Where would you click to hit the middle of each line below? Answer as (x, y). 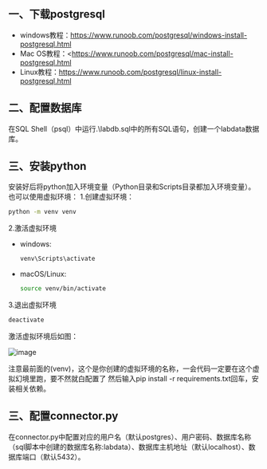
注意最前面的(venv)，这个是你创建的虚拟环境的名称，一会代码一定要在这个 (130, 368)
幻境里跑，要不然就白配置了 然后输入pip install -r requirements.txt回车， (133, 378)
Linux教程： (39, 72)
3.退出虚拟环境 (33, 305)
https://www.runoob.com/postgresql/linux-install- (140, 72)
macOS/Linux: (43, 274)
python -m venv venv (43, 212)
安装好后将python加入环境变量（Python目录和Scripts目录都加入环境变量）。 (132, 187)
